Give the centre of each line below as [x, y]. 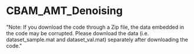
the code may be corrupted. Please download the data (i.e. [78, 33]
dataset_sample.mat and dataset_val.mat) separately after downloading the [97, 39]
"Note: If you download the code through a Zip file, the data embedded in [95, 27]
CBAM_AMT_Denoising [64, 11]
